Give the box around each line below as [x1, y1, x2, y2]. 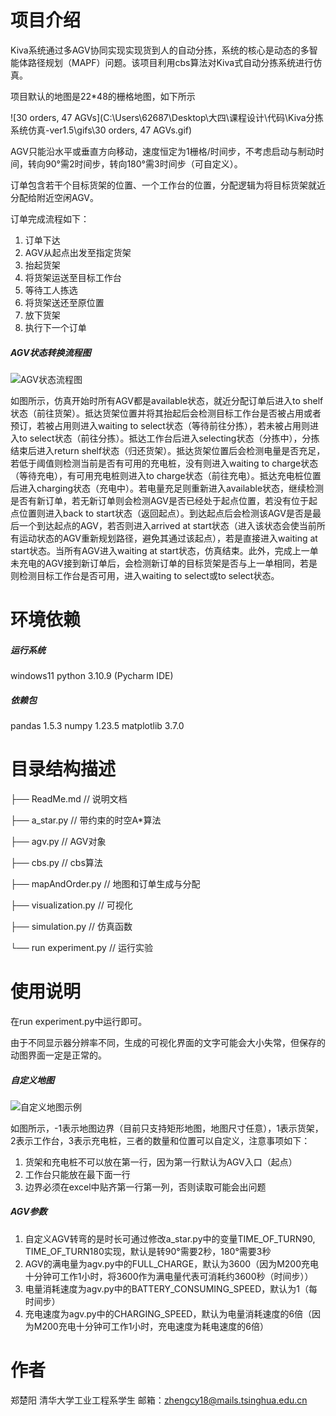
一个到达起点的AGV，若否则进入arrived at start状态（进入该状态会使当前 [18, 519, 317, 531]
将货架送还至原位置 [24, 296, 105, 308]
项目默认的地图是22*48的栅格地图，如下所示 [10, 90, 196, 102]
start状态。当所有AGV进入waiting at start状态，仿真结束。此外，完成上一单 [10, 544, 319, 556]
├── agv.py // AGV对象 [10, 835, 107, 847]
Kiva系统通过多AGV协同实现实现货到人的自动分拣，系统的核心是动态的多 [10, 44, 310, 56]
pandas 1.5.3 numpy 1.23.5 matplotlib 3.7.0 [10, 720, 185, 732]
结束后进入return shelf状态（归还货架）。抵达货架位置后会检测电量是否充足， [10, 444, 326, 456]
